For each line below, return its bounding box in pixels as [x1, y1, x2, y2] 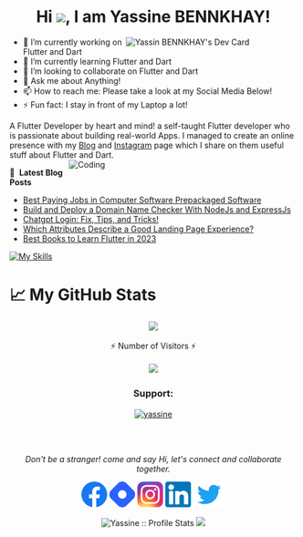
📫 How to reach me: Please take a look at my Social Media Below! [22, 85, 273, 97]
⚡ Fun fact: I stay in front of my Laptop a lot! [22, 98, 188, 110]
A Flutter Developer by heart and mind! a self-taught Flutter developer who [9, 120, 290, 131]
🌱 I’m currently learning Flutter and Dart [22, 56, 172, 67]
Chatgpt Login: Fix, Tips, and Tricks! [22, 213, 160, 224]
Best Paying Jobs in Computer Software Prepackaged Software [22, 194, 262, 205]
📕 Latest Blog [9, 167, 64, 178]
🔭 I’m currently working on [22, 36, 122, 47]
